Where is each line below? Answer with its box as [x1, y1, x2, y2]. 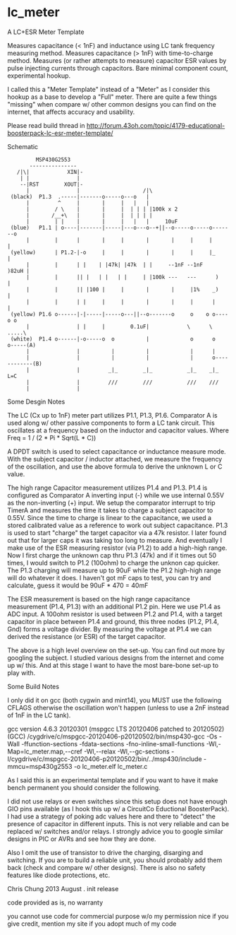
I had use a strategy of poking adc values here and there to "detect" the [7, 812, 216, 821]
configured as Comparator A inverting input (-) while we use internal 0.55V [7, 490, 224, 499]
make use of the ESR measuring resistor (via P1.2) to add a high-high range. [7, 543, 228, 552]
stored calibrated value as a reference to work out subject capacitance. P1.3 [7, 521, 228, 529]
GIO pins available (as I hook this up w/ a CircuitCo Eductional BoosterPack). [7, 804, 230, 813]
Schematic [7, 142, 39, 151]
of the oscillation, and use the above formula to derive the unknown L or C [7, 462, 223, 471]
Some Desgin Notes [7, 397, 66, 406]
